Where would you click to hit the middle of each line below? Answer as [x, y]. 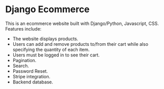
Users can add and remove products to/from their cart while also [80, 44]
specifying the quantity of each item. [51, 49]
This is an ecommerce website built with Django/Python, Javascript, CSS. [82, 23]
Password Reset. [30, 71]
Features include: [23, 28]
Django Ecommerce [47, 9]
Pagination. [24, 60]
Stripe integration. [31, 76]
